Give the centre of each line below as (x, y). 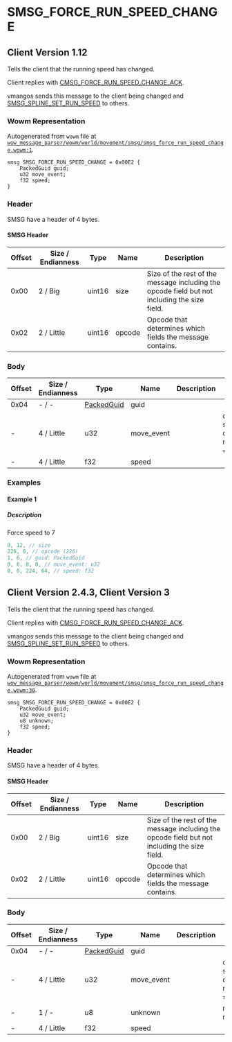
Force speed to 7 (31, 532)
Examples (24, 483)
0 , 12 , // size (29, 545)
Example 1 (22, 499)
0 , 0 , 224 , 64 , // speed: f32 (51, 571)
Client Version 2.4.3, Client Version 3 (89, 592)
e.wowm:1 (20, 150)
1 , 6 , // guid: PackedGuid (46, 558)
